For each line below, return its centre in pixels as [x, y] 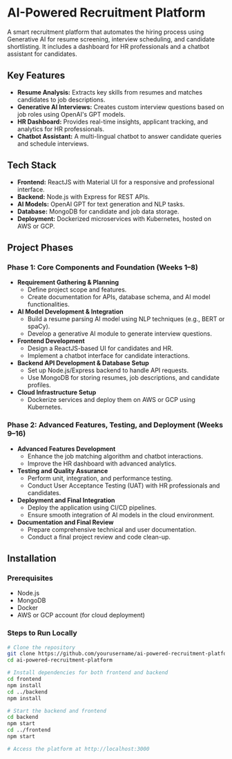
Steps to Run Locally [42, 633]
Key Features [36, 76]
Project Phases [40, 248]
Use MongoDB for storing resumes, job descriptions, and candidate [123, 378]
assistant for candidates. [42, 54]
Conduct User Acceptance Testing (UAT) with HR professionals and [124, 486]
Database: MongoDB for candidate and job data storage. [98, 211]
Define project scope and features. [77, 290]
